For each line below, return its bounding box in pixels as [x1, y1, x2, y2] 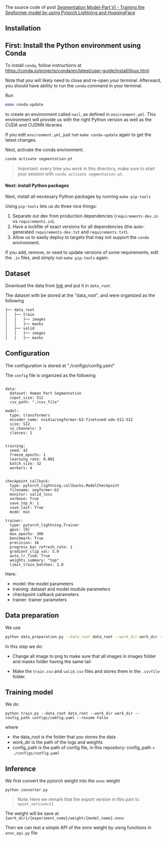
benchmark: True [9, 536, 43, 541]
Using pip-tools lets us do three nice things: [5, 203, 97, 209]
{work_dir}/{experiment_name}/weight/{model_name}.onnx [5, 816, 124, 821]
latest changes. [5, 137, 37, 143]
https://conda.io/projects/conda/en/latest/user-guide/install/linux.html [5, 68, 149, 74]
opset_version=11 [17, 802, 54, 807]
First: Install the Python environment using [5, 41, 141, 50]
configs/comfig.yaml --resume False [31, 715, 108, 720]
